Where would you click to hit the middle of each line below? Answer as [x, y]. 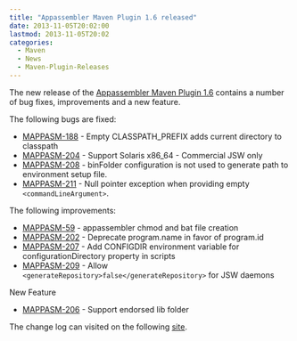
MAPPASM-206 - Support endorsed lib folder [105, 309]
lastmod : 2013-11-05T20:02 [59, 34]
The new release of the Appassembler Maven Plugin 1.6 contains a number [147, 92]
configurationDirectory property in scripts [99, 256]
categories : [31, 42]
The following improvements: [62, 210]
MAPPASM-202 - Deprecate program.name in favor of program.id [143, 237]
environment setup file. [65, 174]
